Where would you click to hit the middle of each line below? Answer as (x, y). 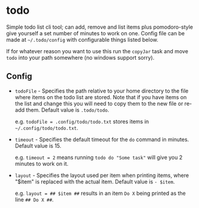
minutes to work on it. (42, 163)
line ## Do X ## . (34, 199)
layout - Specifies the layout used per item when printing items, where (102, 175)
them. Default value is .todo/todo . (68, 110)
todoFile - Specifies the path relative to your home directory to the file (102, 91)
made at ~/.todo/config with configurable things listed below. (82, 39)
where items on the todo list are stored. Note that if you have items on (101, 97)
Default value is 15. (38, 146)
